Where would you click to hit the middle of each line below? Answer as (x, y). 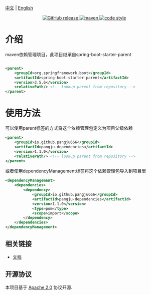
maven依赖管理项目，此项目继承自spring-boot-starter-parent (68, 54)
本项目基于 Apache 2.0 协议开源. (39, 287)
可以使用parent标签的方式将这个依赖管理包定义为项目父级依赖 (69, 128)
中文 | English (19, 8)
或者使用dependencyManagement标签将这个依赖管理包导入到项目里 (76, 171)
